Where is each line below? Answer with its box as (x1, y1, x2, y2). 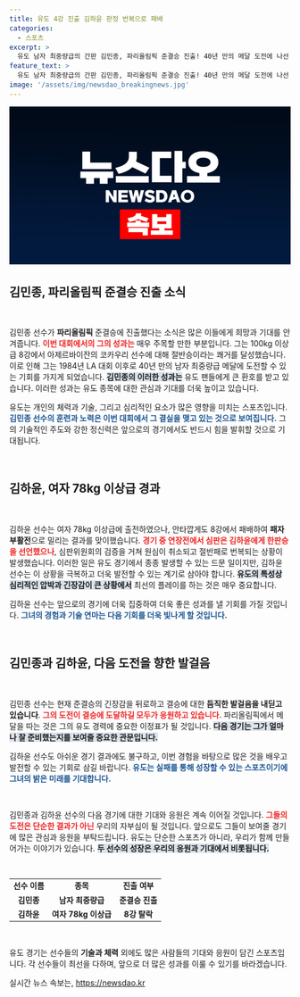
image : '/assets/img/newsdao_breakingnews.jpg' (9, 80, 190, 89)
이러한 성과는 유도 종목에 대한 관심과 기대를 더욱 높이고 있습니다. (35, 383, 259, 394)
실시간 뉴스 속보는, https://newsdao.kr (9, 977, 146, 988)
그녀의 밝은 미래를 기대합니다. (9, 773, 112, 784)
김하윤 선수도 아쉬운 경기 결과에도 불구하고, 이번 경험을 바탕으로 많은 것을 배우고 (9, 751, 288, 761)
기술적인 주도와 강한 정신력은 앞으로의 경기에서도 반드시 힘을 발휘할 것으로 (18, 424, 277, 435)
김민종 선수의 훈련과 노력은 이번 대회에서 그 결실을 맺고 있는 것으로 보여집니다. (9, 413, 278, 424)
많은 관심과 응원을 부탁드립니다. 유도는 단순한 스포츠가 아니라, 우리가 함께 (18, 831, 274, 843)
